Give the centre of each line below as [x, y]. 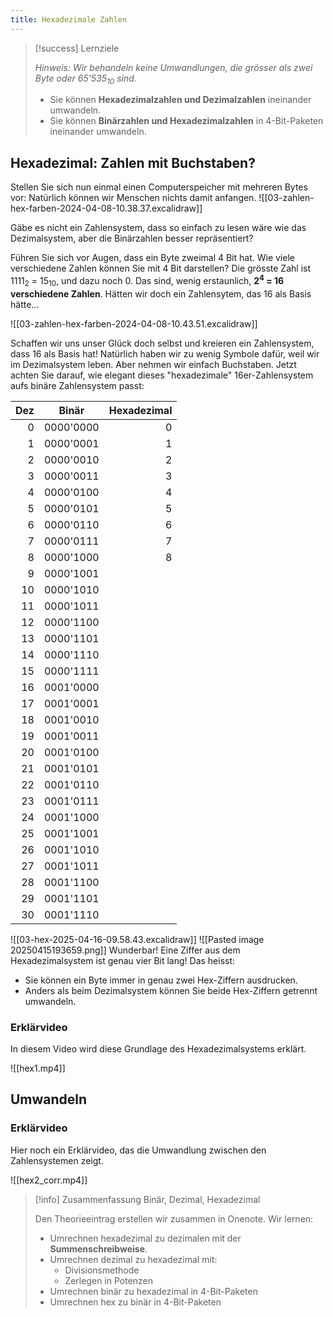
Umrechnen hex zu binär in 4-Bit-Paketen [135, 1302]
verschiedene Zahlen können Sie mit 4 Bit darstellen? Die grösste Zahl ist [161, 268]
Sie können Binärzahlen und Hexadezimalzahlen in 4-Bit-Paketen [186, 121]
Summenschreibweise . [98, 1248]
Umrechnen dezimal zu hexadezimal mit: [133, 1259]
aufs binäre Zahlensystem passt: [77, 385]
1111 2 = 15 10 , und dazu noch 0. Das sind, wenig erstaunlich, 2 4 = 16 [147, 281]
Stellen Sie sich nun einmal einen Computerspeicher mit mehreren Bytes [159, 187]
